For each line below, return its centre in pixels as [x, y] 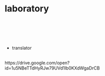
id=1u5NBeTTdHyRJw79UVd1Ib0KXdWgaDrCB [52, 68]
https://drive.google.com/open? [37, 63]
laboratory [27, 9]
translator [22, 48]
